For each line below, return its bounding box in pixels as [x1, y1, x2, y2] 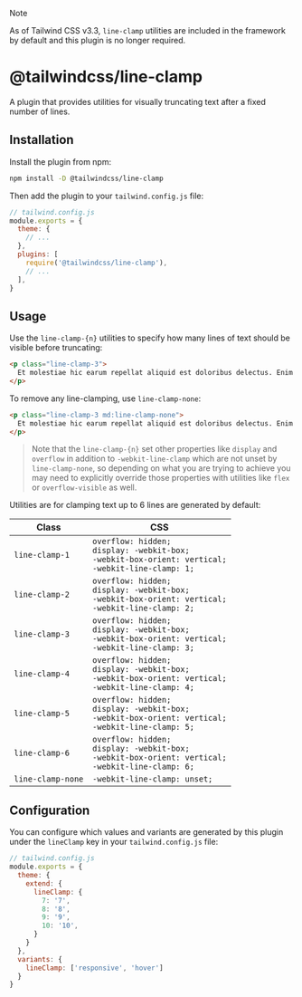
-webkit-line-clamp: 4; [91, 683, 194, 693]
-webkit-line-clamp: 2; [91, 603, 194, 614]
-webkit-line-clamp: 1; [91, 563, 194, 574]
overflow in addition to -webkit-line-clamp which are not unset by [31, 453, 278, 465]
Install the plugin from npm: [9, 156, 111, 167]
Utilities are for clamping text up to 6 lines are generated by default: [9, 500, 261, 511]
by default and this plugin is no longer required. [9, 35, 186, 45]
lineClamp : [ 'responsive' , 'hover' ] [25, 963, 165, 973]
